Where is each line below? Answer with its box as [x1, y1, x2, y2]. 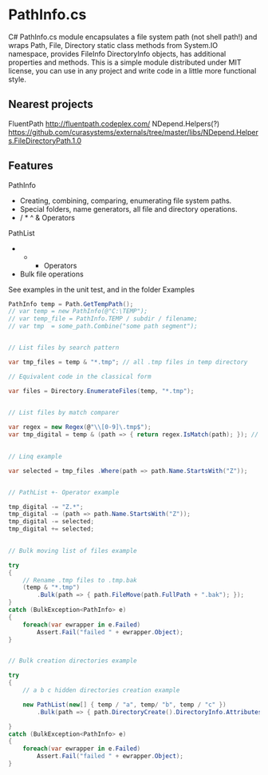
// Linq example [8, 452, 62, 460]
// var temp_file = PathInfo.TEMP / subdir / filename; [8, 315, 198, 323]
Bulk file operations [19, 269, 84, 279]
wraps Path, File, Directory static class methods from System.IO [8, 40, 218, 50]
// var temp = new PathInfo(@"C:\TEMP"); [8, 308, 148, 316]
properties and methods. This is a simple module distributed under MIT [8, 58, 242, 67]
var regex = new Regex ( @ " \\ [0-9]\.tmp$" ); [8, 423, 152, 431]
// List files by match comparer [8, 409, 120, 417]
